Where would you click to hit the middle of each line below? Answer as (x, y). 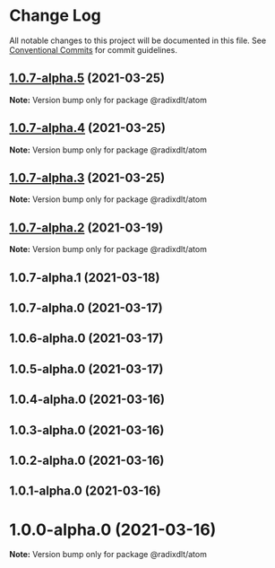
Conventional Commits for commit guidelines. (93, 49)
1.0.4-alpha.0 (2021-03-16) (87, 400)
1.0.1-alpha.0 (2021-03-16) (85, 491)
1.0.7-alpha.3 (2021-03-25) (87, 177)
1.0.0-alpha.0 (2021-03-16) (113, 529)
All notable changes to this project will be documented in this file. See (138, 40)
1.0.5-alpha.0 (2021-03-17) (86, 369)
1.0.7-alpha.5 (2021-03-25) (87, 79)
